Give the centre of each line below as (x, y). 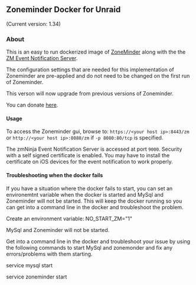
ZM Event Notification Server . (42, 58)
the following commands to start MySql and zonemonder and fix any (89, 247)
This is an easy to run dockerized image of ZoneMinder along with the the (96, 52)
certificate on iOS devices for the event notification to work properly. (89, 162)
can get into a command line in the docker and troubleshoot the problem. (95, 207)
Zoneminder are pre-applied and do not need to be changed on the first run (98, 76)
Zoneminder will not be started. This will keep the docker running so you (94, 201)
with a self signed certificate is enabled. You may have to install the (88, 155)
